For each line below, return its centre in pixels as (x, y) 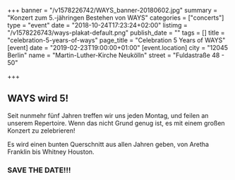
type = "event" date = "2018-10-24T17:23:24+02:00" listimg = (98, 25)
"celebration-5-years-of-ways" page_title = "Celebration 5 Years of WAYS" (116, 40)
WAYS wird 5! (38, 98)
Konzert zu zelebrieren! (41, 131)
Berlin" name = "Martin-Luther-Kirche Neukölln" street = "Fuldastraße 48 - (116, 55)
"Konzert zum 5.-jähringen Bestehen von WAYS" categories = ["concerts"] (116, 18)
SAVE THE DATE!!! (39, 170)
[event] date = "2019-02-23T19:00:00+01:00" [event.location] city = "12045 (117, 48)
